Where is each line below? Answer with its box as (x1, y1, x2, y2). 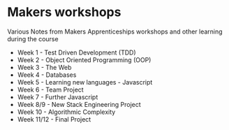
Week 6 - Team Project (17, 85, 84, 94)
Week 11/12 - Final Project (17, 115, 91, 123)
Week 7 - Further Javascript (17, 92, 98, 101)
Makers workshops (7, 4, 121, 20)
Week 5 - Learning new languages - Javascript (17, 78, 153, 86)
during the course (7, 34, 59, 43)
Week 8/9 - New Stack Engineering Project (17, 100, 141, 108)
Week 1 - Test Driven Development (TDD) (17, 48, 136, 57)
